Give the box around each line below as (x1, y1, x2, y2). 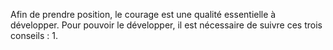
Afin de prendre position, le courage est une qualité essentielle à (10, 9, 277, 20)
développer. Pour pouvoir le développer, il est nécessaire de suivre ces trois (10, 19, 323, 31)
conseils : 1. (10, 30, 59, 41)
